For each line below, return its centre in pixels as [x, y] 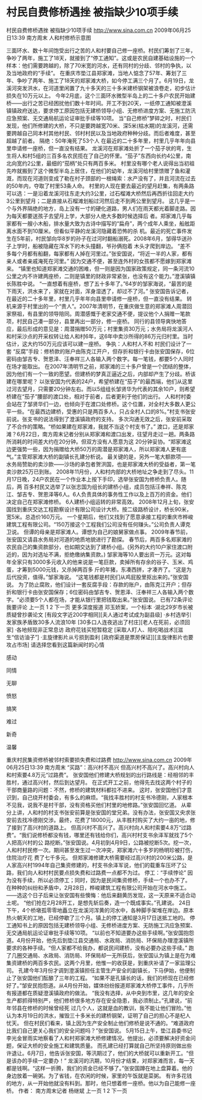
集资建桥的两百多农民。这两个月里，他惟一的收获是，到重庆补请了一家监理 [98, 963]
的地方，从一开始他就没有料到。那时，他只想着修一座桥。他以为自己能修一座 [101, 1083]
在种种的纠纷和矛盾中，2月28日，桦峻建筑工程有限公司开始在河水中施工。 [98, 888]
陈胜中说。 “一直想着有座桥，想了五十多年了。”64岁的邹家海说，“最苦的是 [102, 283]
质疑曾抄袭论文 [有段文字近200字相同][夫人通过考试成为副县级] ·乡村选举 [96, 614]
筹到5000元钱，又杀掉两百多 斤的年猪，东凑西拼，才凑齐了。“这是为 [107, 569]
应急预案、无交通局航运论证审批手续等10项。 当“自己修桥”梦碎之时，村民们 [99, 118]
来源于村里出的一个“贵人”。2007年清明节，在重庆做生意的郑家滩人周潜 [99, 306]
